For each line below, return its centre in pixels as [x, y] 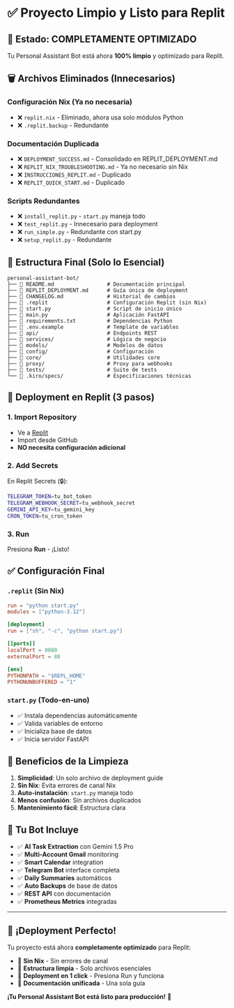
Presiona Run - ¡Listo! [38, 549]
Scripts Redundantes [44, 200]
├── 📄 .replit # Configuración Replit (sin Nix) [107, 303]
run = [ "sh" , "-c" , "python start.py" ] [65, 631]
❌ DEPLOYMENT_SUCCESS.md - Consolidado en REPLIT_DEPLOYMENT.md [117, 159]
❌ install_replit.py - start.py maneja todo [81, 216]
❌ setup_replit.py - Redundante [64, 240]
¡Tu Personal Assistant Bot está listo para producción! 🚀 [89, 997]
